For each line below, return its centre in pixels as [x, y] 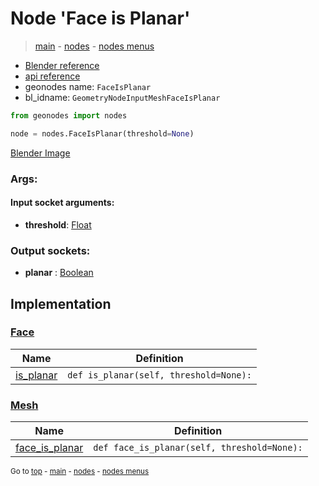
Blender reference [62, 65]
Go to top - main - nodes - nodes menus [80, 472]
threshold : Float [58, 224]
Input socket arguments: [62, 203]
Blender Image [40, 153]
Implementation [61, 303]
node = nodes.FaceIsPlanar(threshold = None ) [102, 133]
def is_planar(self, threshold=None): [159, 375]
